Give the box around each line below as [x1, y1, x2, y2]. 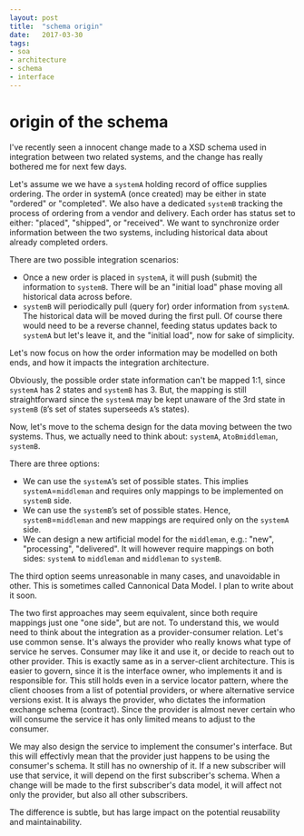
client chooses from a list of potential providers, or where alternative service [9, 684, 295, 695]
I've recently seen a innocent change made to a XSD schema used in [9, 142, 267, 153]
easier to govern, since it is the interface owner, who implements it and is [9, 665, 283, 676]
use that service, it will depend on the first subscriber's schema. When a [9, 770, 280, 781]
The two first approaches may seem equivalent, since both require [9, 607, 259, 618]
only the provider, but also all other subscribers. [9, 789, 189, 800]
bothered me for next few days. [9, 161, 127, 172]
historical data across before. [22, 291, 132, 302]
